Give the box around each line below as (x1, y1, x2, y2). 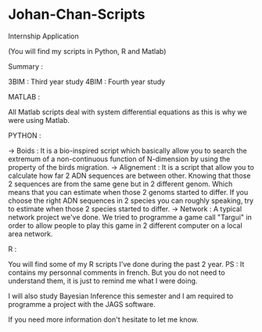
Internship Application (8, 31, 80, 41)
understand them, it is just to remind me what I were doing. (8, 276, 198, 285)
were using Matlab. (8, 115, 70, 125)
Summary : (8, 61, 43, 71)
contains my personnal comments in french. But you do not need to (8, 268, 225, 277)
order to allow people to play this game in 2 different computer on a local (8, 221, 242, 230)
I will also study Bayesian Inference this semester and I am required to (8, 291, 234, 301)
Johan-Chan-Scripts (8, 5, 145, 23)
